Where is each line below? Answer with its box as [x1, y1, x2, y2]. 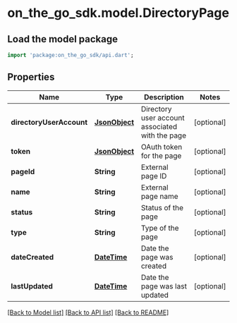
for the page [140, 150, 182, 160]
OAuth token [140, 142, 183, 152]
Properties [7, 71, 55, 83]
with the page [140, 130, 187, 140]
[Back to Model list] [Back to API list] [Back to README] [7, 308, 169, 317]
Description [143, 92, 185, 102]
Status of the [140, 202, 183, 212]
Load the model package [7, 33, 119, 45]
